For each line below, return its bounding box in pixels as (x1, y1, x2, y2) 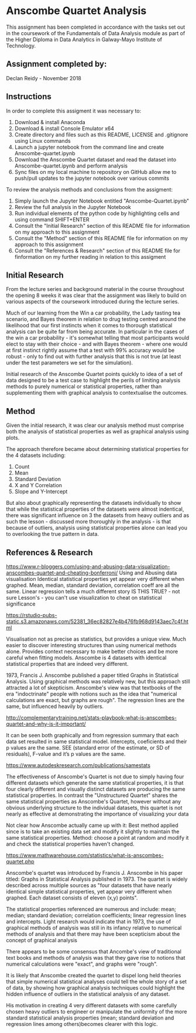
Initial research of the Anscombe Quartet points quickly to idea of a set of (6, 371, 183, 378)
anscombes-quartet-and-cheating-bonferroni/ (6, 569, 118, 576)
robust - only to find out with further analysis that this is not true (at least (6, 353, 181, 360)
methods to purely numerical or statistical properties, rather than (6, 383, 162, 390)
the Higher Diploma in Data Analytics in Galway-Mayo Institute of (6, 36, 163, 43)
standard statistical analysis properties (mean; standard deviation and (6, 1014, 174, 1021)
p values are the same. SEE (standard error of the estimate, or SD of (6, 744, 170, 751)
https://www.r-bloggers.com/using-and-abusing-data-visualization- (6, 563, 171, 570)
